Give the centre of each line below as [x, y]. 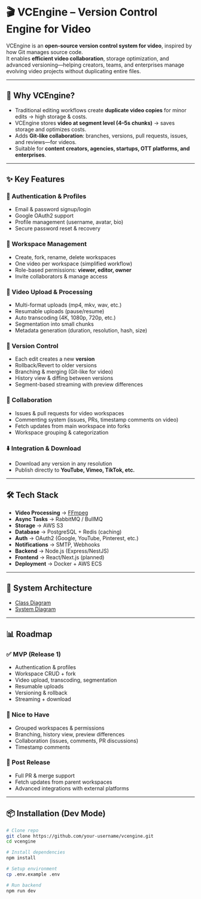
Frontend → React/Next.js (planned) [60, 557]
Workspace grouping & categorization [62, 432]
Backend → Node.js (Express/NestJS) [62, 551]
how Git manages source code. [45, 52]
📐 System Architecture [49, 588]
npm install [21, 858]
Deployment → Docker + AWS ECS [58, 564]
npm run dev [21, 891]
